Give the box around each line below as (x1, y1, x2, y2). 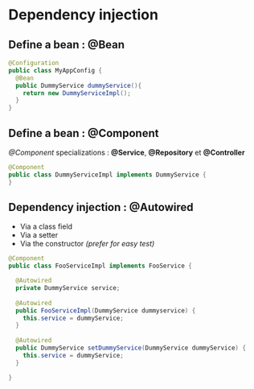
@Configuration (8, 59, 59, 67)
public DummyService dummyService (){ (15, 81, 142, 89)
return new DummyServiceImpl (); (23, 89, 131, 97)
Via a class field (19, 221, 73, 231)
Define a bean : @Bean (8, 38, 125, 52)
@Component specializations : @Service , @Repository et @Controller (8, 147, 245, 157)
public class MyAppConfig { (8, 66, 103, 74)
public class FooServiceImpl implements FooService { (8, 262, 193, 271)
